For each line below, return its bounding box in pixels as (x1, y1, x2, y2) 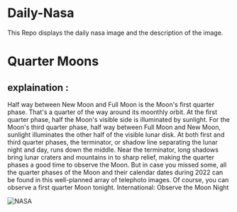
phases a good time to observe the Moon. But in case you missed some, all (7, 160, 227, 169)
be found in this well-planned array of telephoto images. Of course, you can (7, 175, 229, 184)
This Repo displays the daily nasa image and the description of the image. (7, 28, 224, 37)
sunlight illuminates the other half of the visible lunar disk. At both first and (7, 130, 225, 139)
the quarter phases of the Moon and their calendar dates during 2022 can (7, 168, 224, 177)
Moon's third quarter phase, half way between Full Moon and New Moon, (7, 123, 221, 131)
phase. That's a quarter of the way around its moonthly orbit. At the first (7, 108, 218, 116)
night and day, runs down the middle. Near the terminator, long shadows (7, 145, 219, 154)
